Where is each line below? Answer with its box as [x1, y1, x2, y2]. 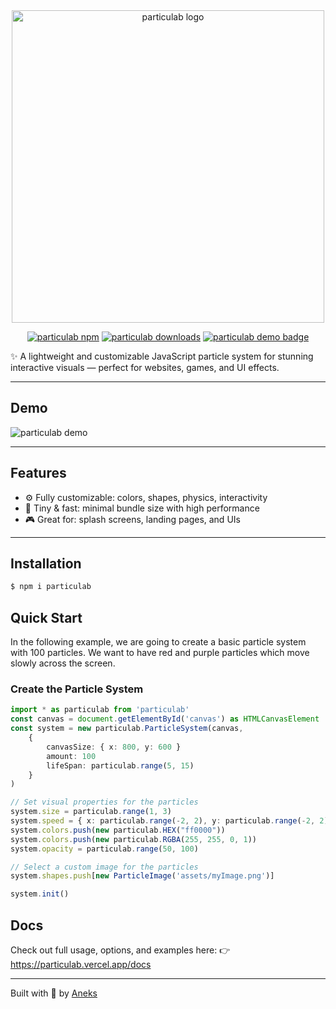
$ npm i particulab [10, 582, 92, 592]
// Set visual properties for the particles [10, 797, 199, 808]
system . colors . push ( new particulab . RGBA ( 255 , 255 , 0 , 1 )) [10, 834, 257, 844]
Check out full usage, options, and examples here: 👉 [10, 944, 231, 956]
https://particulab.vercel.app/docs [10, 958, 152, 970]
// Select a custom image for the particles [10, 862, 199, 872]
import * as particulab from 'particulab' [10, 705, 190, 715]
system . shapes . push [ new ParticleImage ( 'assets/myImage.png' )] [10, 871, 275, 881]
